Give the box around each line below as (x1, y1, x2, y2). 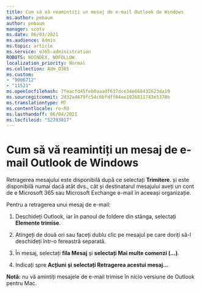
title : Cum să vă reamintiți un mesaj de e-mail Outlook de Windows (6, 9, 184, 15)
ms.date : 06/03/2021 (6, 32, 59, 38)
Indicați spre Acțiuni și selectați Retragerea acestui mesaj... (15, 261, 169, 269)
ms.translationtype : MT (6, 99, 67, 106)
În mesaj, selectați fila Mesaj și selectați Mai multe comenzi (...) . (15, 250, 180, 257)
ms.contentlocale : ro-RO (6, 105, 69, 112)
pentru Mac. (6, 280, 37, 287)
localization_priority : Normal (6, 60, 86, 66)
